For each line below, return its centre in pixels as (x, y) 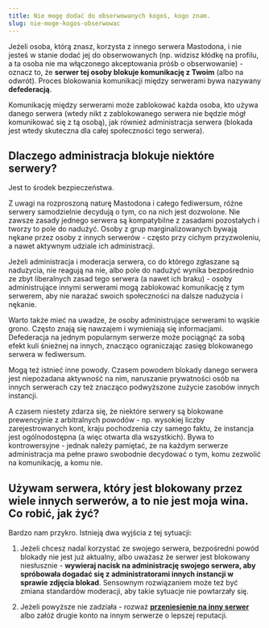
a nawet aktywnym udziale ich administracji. (82, 246)
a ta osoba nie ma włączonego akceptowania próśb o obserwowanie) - (126, 63)
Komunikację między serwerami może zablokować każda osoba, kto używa (134, 105)
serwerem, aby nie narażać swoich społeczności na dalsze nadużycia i (126, 296)
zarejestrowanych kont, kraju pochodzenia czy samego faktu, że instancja (131, 429)
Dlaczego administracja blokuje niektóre (112, 155)
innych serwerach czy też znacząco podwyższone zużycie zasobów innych (134, 387)
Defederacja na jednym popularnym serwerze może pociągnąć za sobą (127, 337)
